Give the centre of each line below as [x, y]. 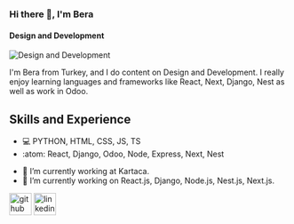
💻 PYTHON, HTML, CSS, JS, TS [81, 140]
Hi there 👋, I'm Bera [52, 14]
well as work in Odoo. [49, 92]
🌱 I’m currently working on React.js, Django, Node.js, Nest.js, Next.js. [148, 180]
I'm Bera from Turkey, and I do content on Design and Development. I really [147, 72]
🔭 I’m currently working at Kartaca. [85, 171]
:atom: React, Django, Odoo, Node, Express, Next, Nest [123, 154]
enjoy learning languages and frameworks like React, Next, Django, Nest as [147, 82]
